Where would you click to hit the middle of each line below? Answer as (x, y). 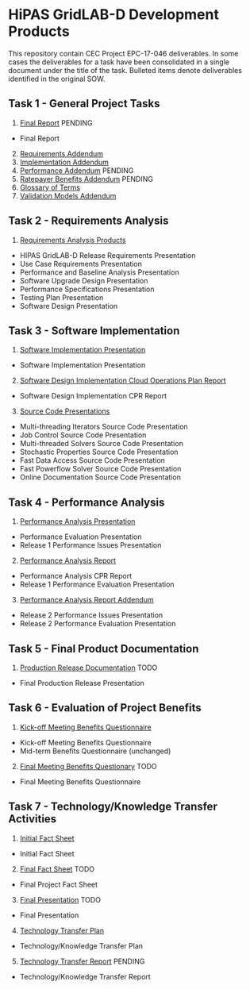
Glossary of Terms (50, 187)
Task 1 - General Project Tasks (84, 104)
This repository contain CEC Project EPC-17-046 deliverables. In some (123, 53)
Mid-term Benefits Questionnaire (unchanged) (95, 751)
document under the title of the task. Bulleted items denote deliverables (125, 70)
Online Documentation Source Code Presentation (100, 477)
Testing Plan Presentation (62, 297)
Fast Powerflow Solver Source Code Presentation (100, 469)
